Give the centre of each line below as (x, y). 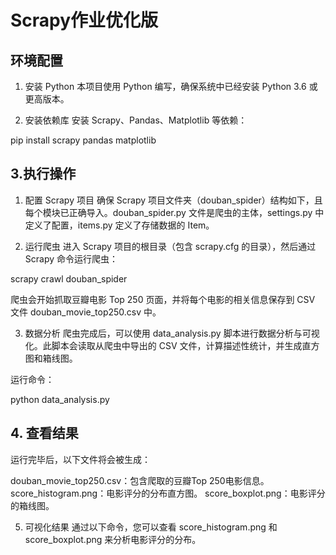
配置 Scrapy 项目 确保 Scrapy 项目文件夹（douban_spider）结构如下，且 (173, 200)
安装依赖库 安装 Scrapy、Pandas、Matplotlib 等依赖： (136, 120)
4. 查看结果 (44, 433)
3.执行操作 (43, 174)
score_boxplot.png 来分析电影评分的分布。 (113, 539)
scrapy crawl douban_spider (69, 278)
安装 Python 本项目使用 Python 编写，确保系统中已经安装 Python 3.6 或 (171, 86)
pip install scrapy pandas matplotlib (83, 140)
